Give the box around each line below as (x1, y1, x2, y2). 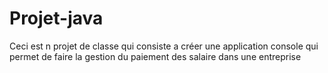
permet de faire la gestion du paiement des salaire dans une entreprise (9, 50, 302, 62)
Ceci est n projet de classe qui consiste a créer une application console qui (9, 40, 319, 52)
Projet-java (9, 7, 104, 30)
